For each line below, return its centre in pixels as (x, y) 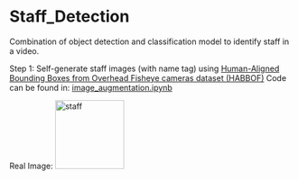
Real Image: (31, 166)
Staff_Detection (70, 17)
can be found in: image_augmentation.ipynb (91, 87)
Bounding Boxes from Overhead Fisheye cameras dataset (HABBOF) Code (148, 77)
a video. (24, 50)
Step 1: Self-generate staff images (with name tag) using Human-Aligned (144, 68)
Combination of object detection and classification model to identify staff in (149, 41)
